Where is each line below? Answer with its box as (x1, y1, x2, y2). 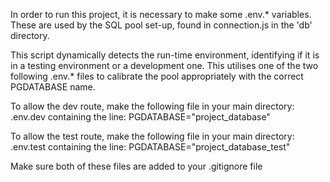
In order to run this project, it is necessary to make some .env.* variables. (10, 9, 312, 20)
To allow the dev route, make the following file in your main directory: (10, 100, 295, 112)
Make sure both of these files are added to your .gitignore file (10, 160, 263, 172)
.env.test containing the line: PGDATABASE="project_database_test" (10, 141, 291, 153)
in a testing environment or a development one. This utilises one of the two (10, 60, 319, 71)
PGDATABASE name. (10, 81, 96, 93)
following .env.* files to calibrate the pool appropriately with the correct (10, 70, 304, 82)
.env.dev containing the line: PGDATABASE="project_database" (10, 111, 271, 123)
